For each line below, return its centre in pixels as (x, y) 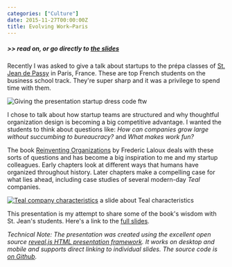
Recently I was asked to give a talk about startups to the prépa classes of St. (116, 66)
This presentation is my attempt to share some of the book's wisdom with (112, 214)
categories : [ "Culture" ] (43, 13)
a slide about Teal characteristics (147, 201)
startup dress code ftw (115, 102)
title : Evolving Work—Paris (48, 26)
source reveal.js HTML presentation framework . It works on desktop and (111, 242)
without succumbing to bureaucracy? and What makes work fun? (101, 137)
